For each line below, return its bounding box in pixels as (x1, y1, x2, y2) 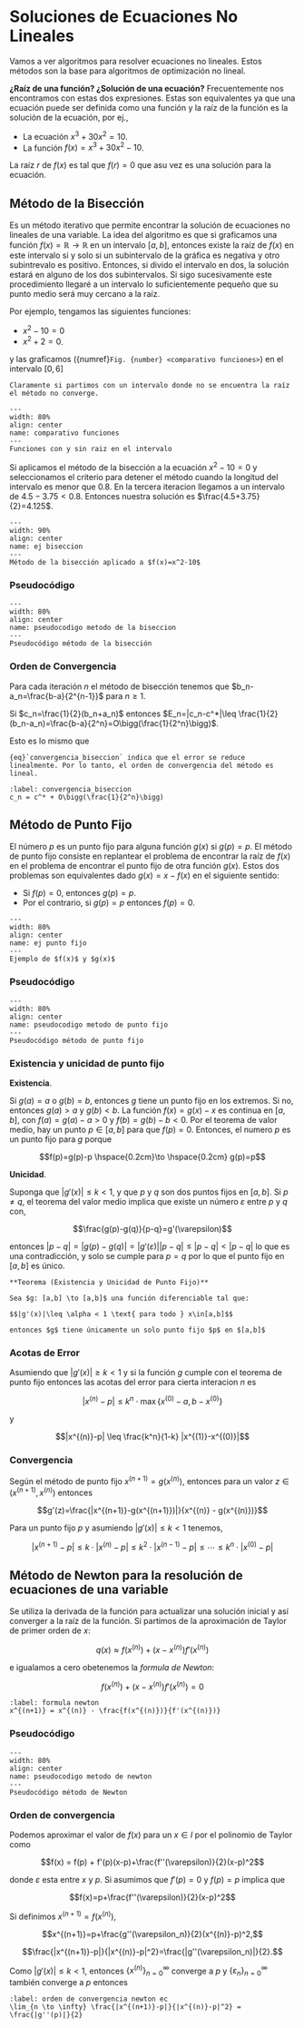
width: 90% (9, 527, 51, 536)
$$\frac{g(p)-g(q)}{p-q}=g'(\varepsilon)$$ (72, 1224, 233, 1235)
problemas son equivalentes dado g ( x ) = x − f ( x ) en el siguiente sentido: (9, 870, 279, 881)
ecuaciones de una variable (9, 1581, 169, 1597)
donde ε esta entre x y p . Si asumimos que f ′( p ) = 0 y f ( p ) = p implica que (9, 1874, 286, 1885)
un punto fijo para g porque (9, 1134, 112, 1145)
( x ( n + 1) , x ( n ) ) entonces (9, 1485, 93, 1498)
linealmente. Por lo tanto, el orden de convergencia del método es (9, 761, 274, 770)
